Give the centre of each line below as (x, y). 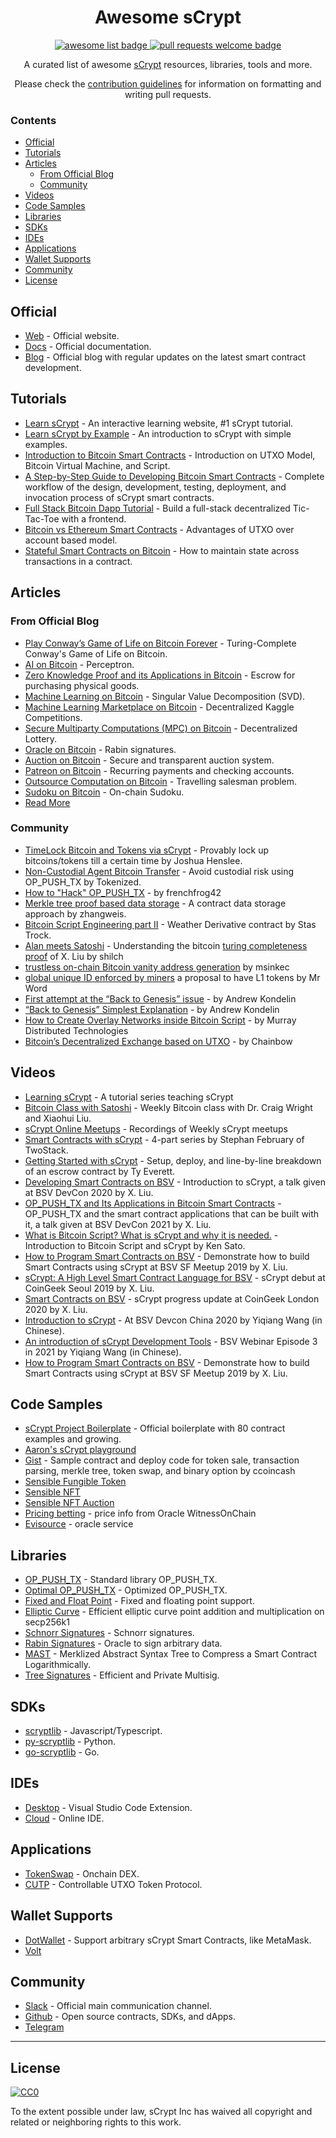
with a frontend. (94, 518)
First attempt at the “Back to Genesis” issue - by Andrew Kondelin (160, 998)
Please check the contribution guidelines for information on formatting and (168, 83)
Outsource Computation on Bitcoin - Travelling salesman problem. (161, 781)
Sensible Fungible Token (75, 1482)
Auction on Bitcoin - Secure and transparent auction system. (149, 760)
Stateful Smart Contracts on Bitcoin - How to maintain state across (162, 550)
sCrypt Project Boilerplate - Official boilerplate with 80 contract (155, 1428)
